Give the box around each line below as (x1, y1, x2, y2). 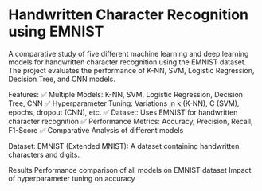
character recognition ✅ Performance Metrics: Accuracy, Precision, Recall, (8, 116, 253, 126)
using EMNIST (8, 22, 104, 41)
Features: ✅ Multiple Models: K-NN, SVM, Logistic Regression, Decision (8, 89, 244, 99)
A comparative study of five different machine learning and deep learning (8, 49, 249, 58)
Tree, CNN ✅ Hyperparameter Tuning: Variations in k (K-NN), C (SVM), (8, 98, 240, 108)
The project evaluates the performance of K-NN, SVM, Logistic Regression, (8, 65, 255, 75)
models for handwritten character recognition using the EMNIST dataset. (8, 57, 247, 67)
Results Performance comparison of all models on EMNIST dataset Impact (8, 165, 252, 174)
